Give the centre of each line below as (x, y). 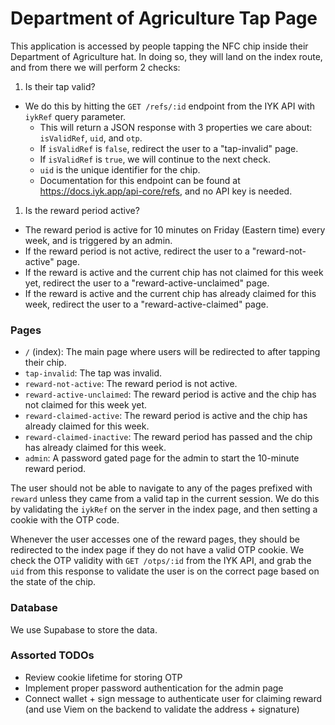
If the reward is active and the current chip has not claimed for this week (174, 272)
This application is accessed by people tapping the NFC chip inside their (159, 46)
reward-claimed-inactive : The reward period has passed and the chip (168, 437)
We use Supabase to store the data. (84, 629)
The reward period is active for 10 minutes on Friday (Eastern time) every (175, 229)
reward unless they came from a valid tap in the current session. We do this (165, 499)
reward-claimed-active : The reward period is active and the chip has (166, 416)
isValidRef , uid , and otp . (91, 138)
